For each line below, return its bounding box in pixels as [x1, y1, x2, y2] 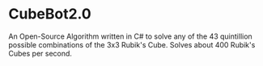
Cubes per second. [8, 48, 73, 58]
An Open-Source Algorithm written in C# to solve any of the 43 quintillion [8, 31, 252, 41]
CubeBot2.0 [8, 5, 91, 23]
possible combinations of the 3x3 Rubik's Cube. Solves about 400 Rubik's [8, 39, 256, 49]
